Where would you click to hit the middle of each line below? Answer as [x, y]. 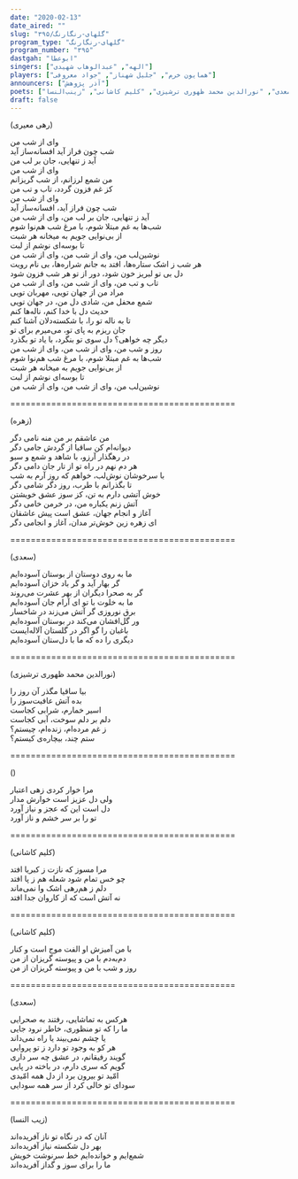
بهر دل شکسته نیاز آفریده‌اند [56, 1146]
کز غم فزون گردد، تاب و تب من [61, 189]
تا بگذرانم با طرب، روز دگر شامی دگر [71, 485]
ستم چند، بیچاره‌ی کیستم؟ [53, 738]
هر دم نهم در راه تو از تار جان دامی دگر [74, 466]
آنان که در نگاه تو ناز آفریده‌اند [58, 1137]
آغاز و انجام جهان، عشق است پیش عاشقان [80, 513]
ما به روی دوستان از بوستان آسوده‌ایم [71, 574]
